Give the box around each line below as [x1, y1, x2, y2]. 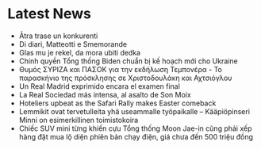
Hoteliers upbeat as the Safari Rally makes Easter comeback [18, 98, 217, 108]
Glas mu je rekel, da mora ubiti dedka [18, 48, 140, 57]
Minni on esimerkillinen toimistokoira [18, 115, 139, 124]
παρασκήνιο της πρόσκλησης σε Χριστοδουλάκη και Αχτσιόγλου [18, 73, 232, 82]
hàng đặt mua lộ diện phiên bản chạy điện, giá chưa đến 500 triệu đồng [18, 132, 254, 141]
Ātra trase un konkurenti [18, 31, 98, 40]
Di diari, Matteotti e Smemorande [18, 39, 128, 48]
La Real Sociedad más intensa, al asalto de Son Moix [18, 90, 191, 99]
